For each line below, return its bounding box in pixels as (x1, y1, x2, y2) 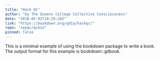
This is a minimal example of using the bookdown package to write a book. (5, 43, 155, 49)
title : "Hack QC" (5, 7, 40, 12)
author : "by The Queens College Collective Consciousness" (5, 12, 128, 17)
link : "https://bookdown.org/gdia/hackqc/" (5, 20, 95, 26)
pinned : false (5, 30, 34, 35)
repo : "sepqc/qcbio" (5, 25, 47, 30)
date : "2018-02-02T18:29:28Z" (5, 16, 67, 21)
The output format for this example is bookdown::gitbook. (5, 48, 121, 54)
